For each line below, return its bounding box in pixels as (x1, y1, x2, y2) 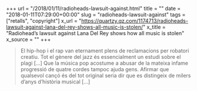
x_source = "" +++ (6, 36, 51, 43)
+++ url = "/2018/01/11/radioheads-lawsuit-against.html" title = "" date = (6, 5, 181, 12)
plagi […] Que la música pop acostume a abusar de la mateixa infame (20, 60, 188, 66)
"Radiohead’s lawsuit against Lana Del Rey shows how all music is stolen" (6, 30, 185, 37)
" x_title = (142, 23, 166, 30)
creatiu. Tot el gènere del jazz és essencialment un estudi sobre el (20, 54, 181, 60)
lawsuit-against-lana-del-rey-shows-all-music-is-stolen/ (6, 23, 143, 30)
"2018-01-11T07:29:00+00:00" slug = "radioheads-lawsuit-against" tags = (6, 11, 186, 18)
